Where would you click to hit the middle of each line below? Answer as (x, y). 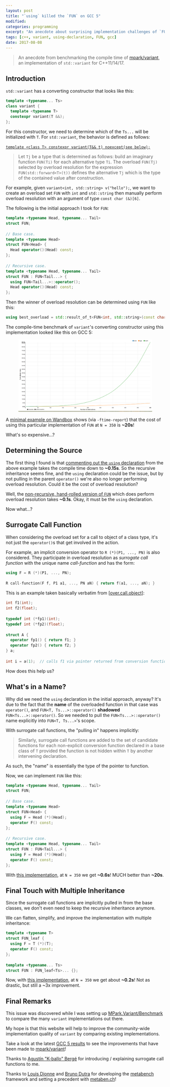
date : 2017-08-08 (24, 43)
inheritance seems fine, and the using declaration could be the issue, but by (84, 473)
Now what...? (19, 509)
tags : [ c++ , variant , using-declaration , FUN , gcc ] (61, 37)
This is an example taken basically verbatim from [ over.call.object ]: (75, 593)
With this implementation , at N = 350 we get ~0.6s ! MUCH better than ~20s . (85, 875)
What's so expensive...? (30, 435)
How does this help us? (30, 671)
